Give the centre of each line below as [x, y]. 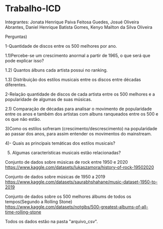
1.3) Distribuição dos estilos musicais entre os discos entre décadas [73, 79]
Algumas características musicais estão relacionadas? [66, 153]
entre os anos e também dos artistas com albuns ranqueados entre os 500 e [82, 114]
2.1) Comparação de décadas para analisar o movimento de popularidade [79, 109]
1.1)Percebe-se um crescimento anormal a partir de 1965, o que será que [78, 55]
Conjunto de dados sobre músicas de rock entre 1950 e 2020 [66, 162]
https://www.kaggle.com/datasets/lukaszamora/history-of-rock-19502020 [80, 167]
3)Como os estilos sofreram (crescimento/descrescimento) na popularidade [81, 128]
